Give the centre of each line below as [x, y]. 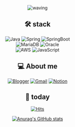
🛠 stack [37, 25]
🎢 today [37, 97]
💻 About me [37, 67]
